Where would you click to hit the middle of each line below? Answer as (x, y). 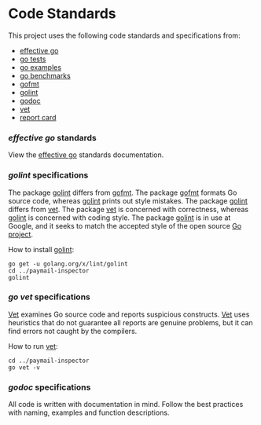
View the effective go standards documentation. (86, 155)
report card (38, 117)
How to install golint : (41, 249)
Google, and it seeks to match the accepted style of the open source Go (125, 225)
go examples (40, 67)
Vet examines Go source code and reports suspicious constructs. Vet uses (129, 314)
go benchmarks (45, 75)
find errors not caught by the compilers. (73, 331)
